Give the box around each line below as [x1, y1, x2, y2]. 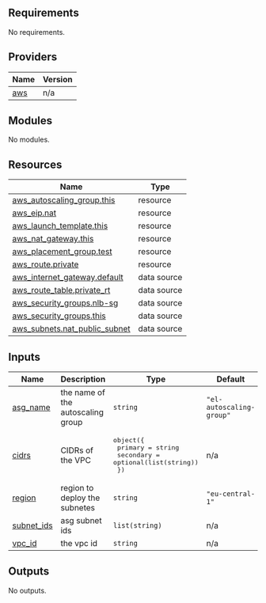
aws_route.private [12, 259, 79, 270]
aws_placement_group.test [12, 246, 112, 257]
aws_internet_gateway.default [12, 272, 124, 283]
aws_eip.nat [12, 207, 57, 218]
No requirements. [8, 27, 66, 36]
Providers [8, 51, 58, 64]
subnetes [60, 502, 96, 514]
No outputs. [8, 586, 47, 595]
